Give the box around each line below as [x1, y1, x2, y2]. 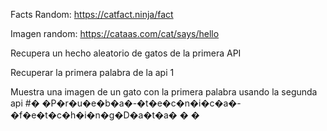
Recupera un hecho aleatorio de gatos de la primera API [10, 47, 242, 59]
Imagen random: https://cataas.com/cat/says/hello [10, 28, 220, 39]
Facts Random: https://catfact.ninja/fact [10, 9, 174, 20]
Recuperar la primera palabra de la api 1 [10, 67, 175, 78]
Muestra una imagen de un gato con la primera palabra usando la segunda [10, 86, 318, 98]
